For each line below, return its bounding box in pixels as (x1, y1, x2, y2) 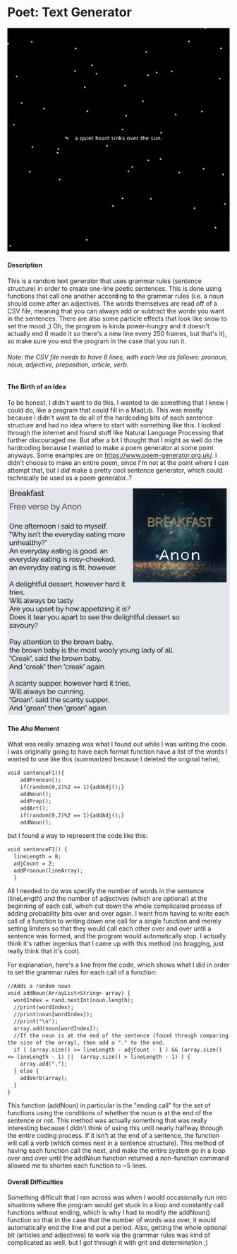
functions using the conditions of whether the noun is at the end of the (7, 1109, 213, 1117)
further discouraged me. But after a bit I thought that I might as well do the (7, 436, 224, 444)
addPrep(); (20, 798, 52, 805)
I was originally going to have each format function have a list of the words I (7, 747, 228, 756)
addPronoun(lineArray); (13, 868, 83, 875)
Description (7, 261, 43, 270)
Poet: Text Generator (7, 4, 132, 21)
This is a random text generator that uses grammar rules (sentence (7, 277, 202, 285)
